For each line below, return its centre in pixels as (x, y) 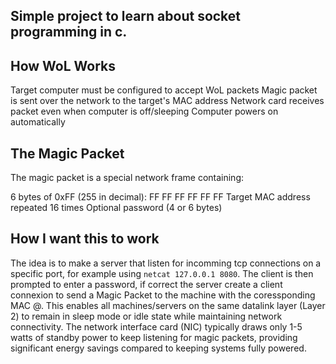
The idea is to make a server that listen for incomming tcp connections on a (166, 263)
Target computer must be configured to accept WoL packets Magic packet (164, 90)
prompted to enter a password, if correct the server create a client (146, 284)
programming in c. (69, 32)
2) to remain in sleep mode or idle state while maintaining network (146, 316)
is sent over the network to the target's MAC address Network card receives (167, 101)
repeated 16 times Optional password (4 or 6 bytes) (116, 208)
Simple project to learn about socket (126, 16)
